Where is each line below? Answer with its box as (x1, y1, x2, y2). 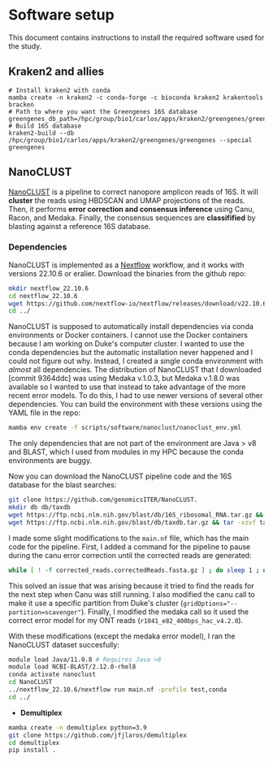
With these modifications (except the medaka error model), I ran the (8, 631, 236, 641)
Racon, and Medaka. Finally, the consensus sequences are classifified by (8, 213, 256, 223)
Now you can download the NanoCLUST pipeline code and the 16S (8, 471, 232, 481)
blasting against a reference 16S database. (8, 221, 151, 231)
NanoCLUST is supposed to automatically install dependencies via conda (8, 322, 254, 331)
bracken (8, 100, 35, 109)
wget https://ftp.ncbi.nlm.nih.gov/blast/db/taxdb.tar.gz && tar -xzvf (8, 518, 256, 526)
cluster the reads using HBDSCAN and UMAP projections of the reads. (8, 195, 245, 205)
